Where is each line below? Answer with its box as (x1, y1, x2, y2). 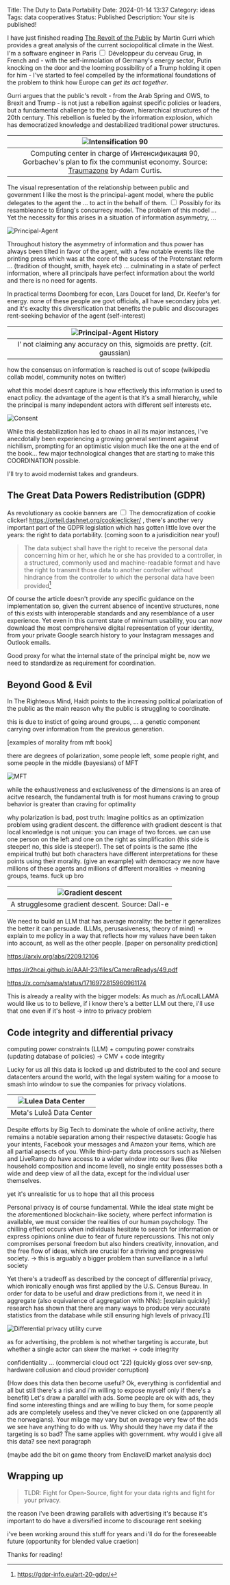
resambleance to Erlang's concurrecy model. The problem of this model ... (7, 206, 217, 214)
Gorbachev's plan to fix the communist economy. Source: (23, 157, 207, 167)
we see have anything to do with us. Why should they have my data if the (7, 1423, 214, 1431)
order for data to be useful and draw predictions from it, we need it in (7, 1289, 202, 1298)
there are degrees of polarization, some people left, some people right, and (7, 751, 219, 760)
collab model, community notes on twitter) (7, 373, 127, 381)
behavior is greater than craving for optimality (7, 800, 136, 808)
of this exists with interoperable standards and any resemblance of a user (7, 609, 214, 618)
